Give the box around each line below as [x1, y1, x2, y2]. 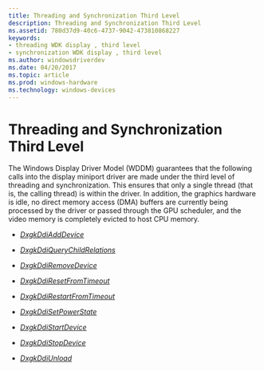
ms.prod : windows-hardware [8, 78, 98, 86]
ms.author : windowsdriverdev [8, 57, 105, 65]
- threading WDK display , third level [8, 41, 141, 49]
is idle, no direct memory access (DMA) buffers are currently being [8, 197, 229, 207]
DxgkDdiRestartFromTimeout [19, 292, 116, 302]
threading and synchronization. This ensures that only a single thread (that [8, 180, 254, 190]
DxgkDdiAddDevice [19, 230, 85, 239]
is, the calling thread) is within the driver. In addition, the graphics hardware [8, 189, 257, 199]
